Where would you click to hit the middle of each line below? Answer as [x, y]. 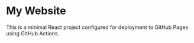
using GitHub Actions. [33, 33]
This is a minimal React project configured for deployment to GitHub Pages [97, 27]
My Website [36, 11]
